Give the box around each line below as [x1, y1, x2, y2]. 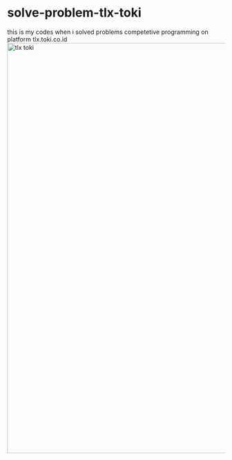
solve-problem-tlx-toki [7, 5, 142, 21]
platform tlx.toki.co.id [7, 35, 68, 43]
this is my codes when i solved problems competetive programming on [7, 28, 209, 36]
